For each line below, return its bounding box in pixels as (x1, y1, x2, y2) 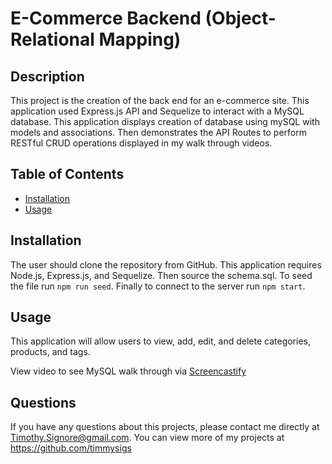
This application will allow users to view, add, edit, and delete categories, (10, 335, 311, 347)
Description (10, 68, 85, 85)
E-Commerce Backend (10, 7, 202, 30)
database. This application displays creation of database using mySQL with (10, 116, 320, 127)
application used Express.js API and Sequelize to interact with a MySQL (10, 105, 305, 117)
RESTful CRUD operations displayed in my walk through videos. (10, 137, 273, 149)
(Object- (204, 7, 277, 30)
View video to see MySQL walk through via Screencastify (10, 365, 247, 377)
